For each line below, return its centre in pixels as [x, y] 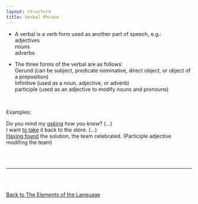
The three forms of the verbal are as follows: [69, 64]
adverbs [25, 52]
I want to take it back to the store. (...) [52, 130]
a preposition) [32, 77]
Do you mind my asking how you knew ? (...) [59, 123]
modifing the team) [29, 142]
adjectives [27, 40]
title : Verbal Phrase [33, 17]
